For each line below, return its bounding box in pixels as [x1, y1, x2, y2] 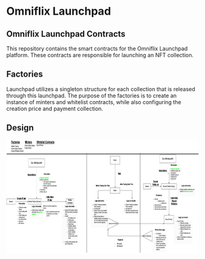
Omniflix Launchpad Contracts [6, 29, 126, 39]
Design [6, 122, 34, 133]
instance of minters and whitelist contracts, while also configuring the [6, 98, 182, 105]
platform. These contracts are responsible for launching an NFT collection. [6, 51, 194, 59]
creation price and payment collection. [6, 105, 104, 112]
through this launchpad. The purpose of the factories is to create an [6, 92, 177, 99]
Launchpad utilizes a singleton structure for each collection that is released [6, 85, 195, 92]
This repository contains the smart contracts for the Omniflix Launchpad [6, 45, 188, 52]
